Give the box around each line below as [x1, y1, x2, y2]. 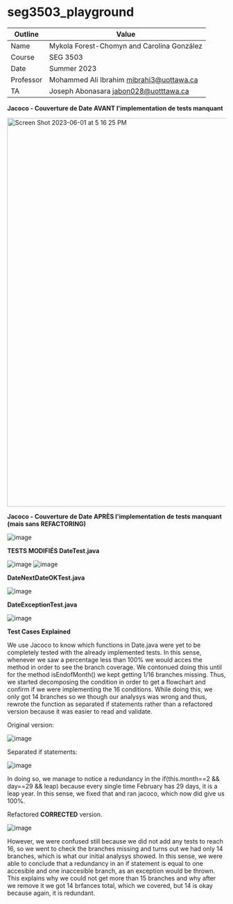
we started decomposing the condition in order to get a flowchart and [7, 677, 206, 686]
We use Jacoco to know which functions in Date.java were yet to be [7, 641, 201, 649]
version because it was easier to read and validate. [7, 707, 153, 716]
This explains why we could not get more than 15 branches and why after [7, 873, 216, 882]
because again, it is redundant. [7, 889, 96, 897]
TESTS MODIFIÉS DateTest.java [7, 546, 100, 554]
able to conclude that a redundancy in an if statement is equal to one [7, 859, 203, 867]
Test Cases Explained [7, 627, 71, 636]
